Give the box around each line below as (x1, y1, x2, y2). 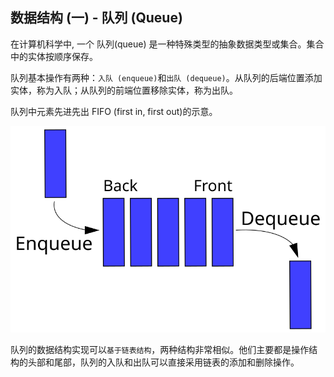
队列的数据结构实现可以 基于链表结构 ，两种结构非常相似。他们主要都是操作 (10, 343, 310, 355)
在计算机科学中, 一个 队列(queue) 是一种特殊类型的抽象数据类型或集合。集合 (10, 38, 325, 50)
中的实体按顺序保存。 (10, 50, 98, 62)
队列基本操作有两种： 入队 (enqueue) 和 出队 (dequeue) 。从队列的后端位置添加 (10, 71, 323, 83)
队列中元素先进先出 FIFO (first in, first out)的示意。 (10, 105, 218, 117)
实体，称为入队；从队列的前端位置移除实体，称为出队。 (10, 84, 238, 96)
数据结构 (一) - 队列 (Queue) (10, 9, 183, 27)
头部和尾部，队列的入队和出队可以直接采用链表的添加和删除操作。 (27, 356, 300, 368)
